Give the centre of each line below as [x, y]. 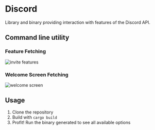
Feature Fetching [26, 51]
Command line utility [37, 38]
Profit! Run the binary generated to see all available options [71, 122]
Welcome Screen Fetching [37, 75]
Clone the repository [33, 112]
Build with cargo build [34, 117]
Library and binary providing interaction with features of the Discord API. [78, 22]
